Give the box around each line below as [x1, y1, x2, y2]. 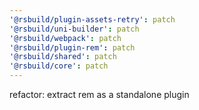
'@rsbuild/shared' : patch [9, 52, 117, 62]
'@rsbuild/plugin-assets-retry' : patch [9, 14, 176, 25]
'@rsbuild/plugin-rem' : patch [9, 42, 136, 53]
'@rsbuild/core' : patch [9, 61, 109, 71]
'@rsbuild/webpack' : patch [9, 33, 122, 43]
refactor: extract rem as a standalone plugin [9, 89, 190, 100]
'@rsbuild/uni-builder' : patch [9, 24, 140, 34]
